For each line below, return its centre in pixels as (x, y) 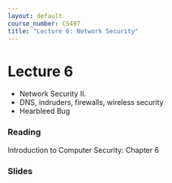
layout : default (35, 16)
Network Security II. (53, 94)
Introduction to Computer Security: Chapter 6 (84, 150)
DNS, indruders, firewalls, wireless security (91, 102)
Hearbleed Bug (45, 111)
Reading (24, 133)
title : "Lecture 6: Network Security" (73, 31)
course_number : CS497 (44, 24)
